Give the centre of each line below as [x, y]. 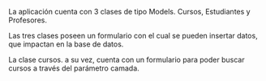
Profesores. [28, 20]
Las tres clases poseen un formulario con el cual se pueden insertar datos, [133, 36]
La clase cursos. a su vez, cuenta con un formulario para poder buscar [127, 60]
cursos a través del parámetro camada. [74, 68]
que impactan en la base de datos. [66, 44]
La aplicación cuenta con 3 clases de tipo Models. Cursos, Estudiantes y [129, 12]
